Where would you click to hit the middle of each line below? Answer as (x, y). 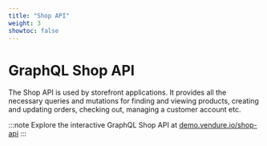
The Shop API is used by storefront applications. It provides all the (117, 92)
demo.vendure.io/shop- (218, 125)
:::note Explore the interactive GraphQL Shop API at (93, 125)
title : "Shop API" (39, 16)
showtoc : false (34, 30)
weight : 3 (25, 23)
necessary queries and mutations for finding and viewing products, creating (133, 101)
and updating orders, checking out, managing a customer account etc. (125, 110)
